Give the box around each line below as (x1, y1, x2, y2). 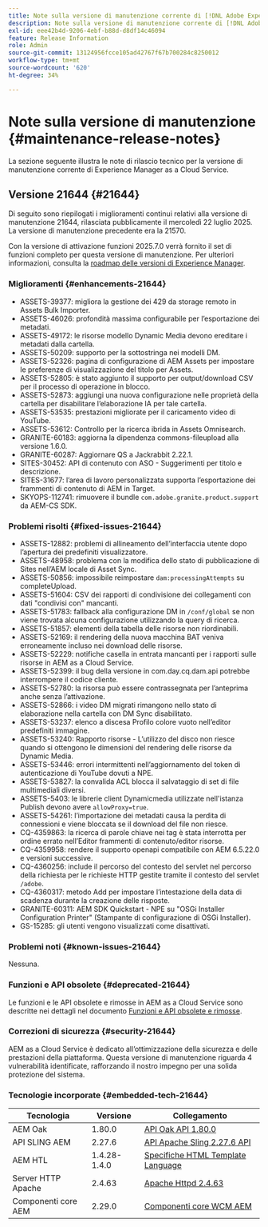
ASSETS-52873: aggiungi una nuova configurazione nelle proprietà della (19, 390, 259, 400)
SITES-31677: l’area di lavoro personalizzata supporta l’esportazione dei (19, 475, 256, 485)
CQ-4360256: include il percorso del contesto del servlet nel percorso (19, 861, 252, 871)
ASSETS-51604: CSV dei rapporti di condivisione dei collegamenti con (19, 590, 251, 599)
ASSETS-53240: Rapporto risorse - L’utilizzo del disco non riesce (19, 733, 235, 744)
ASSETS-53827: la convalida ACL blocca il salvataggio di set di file (19, 777, 239, 786)
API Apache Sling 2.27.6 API (144, 1137, 251, 1148)
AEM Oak (12, 1124, 48, 1135)
